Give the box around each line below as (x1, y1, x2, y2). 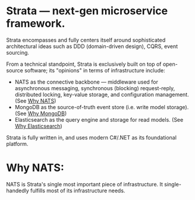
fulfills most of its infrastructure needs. (30, 187, 125, 194)
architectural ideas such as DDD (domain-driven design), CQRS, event (6, 43, 178, 50)
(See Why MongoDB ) (14, 110, 67, 117)
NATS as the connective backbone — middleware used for (14, 78, 159, 85)
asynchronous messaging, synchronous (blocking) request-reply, (14, 84, 175, 91)
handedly (6, 187, 30, 194)
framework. (6, 17, 65, 30)
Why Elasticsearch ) (14, 122, 62, 129)
